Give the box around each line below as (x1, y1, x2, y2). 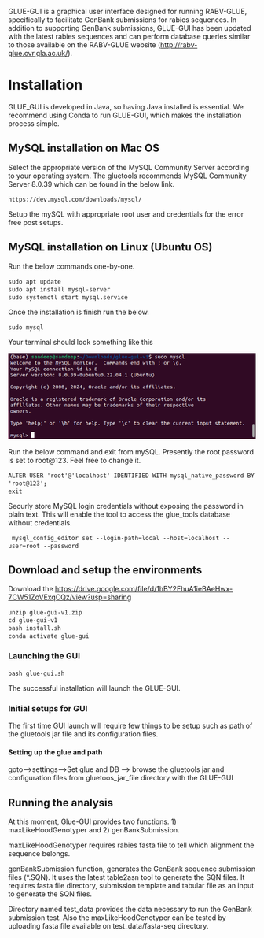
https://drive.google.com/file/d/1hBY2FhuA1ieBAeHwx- (54, 584, 233, 594)
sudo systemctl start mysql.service (8, 293, 128, 302)
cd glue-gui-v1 (8, 617, 58, 625)
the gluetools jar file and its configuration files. (8, 729, 159, 739)
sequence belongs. (8, 849, 71, 858)
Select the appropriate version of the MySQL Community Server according (8, 162, 250, 172)
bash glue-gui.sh (8, 669, 65, 677)
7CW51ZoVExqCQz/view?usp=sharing (8, 592, 132, 602)
